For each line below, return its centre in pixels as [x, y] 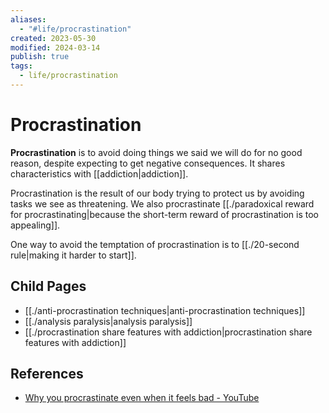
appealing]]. [35, 225]
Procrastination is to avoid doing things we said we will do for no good [156, 152]
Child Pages [48, 286]
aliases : [28, 19]
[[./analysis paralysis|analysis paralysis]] [108, 321]
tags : [21, 66]
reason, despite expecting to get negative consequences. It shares [148, 163]
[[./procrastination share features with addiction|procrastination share [168, 332]
